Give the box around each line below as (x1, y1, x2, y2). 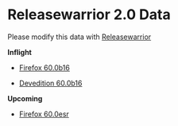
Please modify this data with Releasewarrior (7, 32, 152, 41)
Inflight (7, 47, 33, 57)
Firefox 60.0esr (18, 109, 69, 119)
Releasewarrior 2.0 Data (7, 6, 172, 24)
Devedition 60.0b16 (18, 78, 83, 88)
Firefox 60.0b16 (18, 62, 71, 73)
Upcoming (7, 93, 43, 103)
